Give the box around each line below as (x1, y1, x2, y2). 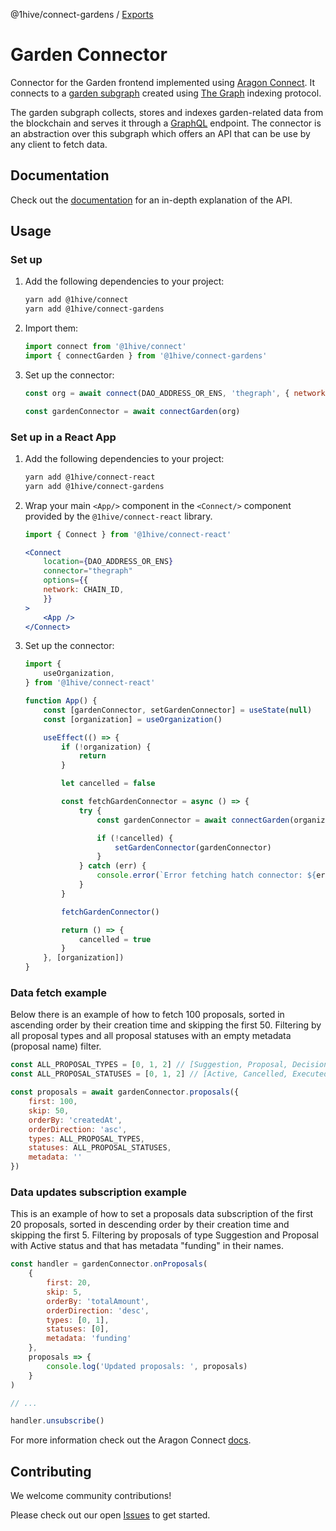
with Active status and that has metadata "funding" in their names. (10, 1240, 284, 1252)
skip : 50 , (28, 1105, 70, 1116)
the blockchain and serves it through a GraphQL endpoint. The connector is (10, 117, 322, 129)
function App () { (24, 696, 98, 706)
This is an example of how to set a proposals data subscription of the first (10, 1208, 314, 1220)
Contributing (10, 1463, 92, 1480)
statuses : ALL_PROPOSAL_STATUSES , (28, 1143, 172, 1153)
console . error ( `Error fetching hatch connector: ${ (96, 870, 317, 881)
